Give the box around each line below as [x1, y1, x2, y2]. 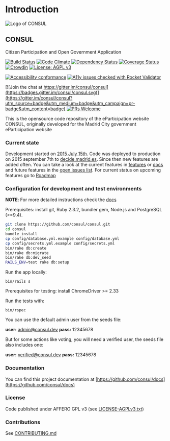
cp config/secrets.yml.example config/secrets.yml [5, 241, 115, 246]
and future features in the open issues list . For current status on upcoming [5, 167, 161, 173]
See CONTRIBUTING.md [5, 430, 57, 436]
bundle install [5, 231, 38, 237]
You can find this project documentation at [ [5, 376, 98, 382]
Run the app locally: [5, 269, 47, 275]
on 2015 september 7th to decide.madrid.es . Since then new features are [5, 156, 158, 162]
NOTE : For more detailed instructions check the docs [5, 197, 117, 203]
